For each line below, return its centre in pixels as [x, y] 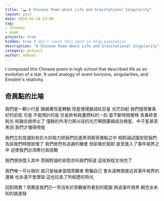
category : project [24, 50]
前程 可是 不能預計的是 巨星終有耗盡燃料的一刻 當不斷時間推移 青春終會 [85, 115]
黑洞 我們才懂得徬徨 [25, 127]
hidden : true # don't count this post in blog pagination [66, 42]
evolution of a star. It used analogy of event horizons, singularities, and [77, 75]
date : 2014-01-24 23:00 [29, 19]
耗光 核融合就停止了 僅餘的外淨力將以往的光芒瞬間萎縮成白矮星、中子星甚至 [82, 121]
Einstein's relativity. [25, 79]
